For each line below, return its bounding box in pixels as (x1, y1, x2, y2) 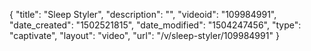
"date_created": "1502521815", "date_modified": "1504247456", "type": (9, 19, 302, 31)
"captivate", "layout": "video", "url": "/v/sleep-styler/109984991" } (9, 30, 280, 41)
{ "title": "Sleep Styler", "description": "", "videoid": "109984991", (9, 9, 277, 20)
